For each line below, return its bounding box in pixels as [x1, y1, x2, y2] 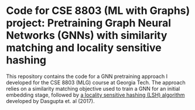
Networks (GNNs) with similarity [6, 29, 167, 42]
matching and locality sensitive [6, 41, 162, 55]
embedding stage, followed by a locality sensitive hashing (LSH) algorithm [6, 91, 186, 98]
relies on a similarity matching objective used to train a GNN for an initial [6, 85, 180, 92]
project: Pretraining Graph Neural [6, 16, 172, 30]
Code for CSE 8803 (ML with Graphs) [6, 4, 190, 17]
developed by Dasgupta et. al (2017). [6, 97, 95, 104]
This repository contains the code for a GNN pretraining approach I [6, 73, 168, 80]
